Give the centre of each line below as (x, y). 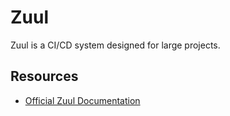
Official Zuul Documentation (82, 100)
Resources (44, 76)
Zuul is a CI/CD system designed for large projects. (115, 45)
